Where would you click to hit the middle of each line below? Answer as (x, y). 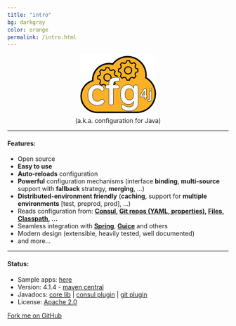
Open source (36, 159)
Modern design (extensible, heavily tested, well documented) (106, 234)
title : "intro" (29, 15)
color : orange (28, 30)
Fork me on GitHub (34, 315)
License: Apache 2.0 (47, 301)
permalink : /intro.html (42, 37)
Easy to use (35, 167)
